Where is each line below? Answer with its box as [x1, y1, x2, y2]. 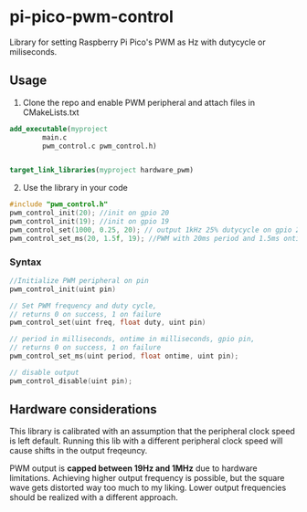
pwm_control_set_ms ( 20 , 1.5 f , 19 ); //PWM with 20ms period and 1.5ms [9, 234, 281, 243]
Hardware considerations [9, 402, 157, 417]
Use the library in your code [22, 183, 128, 193]
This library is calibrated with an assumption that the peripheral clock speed [9, 426, 295, 437]
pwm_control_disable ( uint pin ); [9, 376, 132, 385]
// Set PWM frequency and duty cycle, [9, 301, 157, 310]
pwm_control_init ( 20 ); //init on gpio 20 [9, 208, 170, 218]
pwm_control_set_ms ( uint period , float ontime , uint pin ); [9, 351, 239, 361]
